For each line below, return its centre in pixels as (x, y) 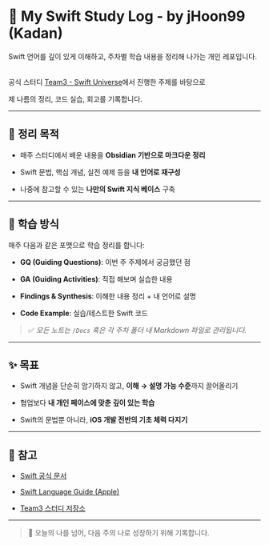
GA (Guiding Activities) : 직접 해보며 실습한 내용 (96, 279)
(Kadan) (36, 33)
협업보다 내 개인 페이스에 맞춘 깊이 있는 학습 (87, 403)
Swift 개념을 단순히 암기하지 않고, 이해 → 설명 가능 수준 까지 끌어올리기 (129, 386)
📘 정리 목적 (34, 134)
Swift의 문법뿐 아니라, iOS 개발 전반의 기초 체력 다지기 (104, 420)
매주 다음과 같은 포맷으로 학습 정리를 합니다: (77, 245)
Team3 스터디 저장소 (52, 508)
